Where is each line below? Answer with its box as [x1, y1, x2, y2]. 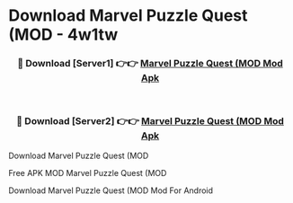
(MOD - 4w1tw [8, 24, 119, 45]
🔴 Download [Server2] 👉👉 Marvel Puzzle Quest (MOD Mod [16, 115, 284, 128]
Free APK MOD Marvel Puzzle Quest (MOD [8, 167, 167, 178]
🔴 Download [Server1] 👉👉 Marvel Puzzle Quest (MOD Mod [16, 57, 284, 70]
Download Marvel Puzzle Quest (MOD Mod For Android [8, 185, 213, 196]
